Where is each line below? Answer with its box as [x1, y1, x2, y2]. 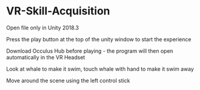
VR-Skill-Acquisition [6, 4, 111, 18]
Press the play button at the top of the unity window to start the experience [6, 35, 192, 43]
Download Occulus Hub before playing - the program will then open [6, 47, 174, 55]
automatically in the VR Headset [6, 53, 86, 61]
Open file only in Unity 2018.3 [6, 24, 79, 31]
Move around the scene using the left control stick [6, 77, 131, 84]
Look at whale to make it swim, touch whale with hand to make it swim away [6, 65, 195, 73]
